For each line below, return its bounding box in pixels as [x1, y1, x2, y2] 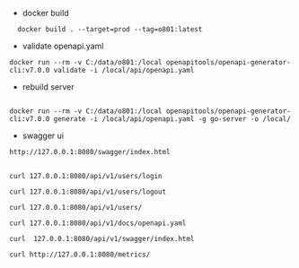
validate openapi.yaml [22, 40, 104, 51]
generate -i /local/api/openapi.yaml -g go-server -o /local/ [53, 115, 292, 124]
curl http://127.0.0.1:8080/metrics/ [9, 250, 151, 259]
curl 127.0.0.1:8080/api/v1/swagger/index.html [9, 234, 195, 243]
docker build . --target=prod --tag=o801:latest [17, 25, 203, 34]
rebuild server [22, 82, 75, 92]
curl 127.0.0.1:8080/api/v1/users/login [9, 171, 163, 180]
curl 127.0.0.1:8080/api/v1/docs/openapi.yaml [9, 219, 187, 228]
